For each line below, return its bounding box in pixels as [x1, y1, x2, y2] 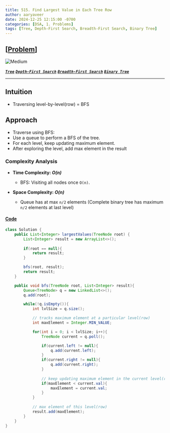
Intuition [5, 88, 32, 96]
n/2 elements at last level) [20, 204, 74, 210]
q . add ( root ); [23, 292, 51, 298]
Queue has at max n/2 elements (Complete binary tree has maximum [20, 199, 163, 205]
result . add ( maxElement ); [32, 409, 85, 414]
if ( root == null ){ [23, 246, 62, 251]
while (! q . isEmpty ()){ [23, 302, 69, 307]
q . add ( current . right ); [50, 362, 99, 367]
